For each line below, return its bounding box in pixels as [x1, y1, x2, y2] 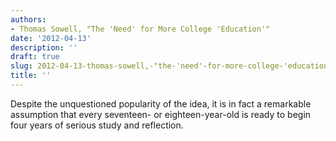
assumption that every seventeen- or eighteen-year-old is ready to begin [10, 108, 312, 120]
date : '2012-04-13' [10, 33, 92, 43]
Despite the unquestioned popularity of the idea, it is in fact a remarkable [10, 97, 312, 110]
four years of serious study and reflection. [10, 119, 184, 131]
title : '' [10, 71, 52, 81]
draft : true [10, 52, 60, 62]
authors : [10, 14, 47, 25]
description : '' [10, 42, 78, 53]
